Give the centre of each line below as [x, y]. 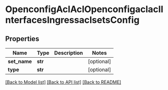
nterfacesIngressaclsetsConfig [72, 20]
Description [69, 53]
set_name [20, 61]
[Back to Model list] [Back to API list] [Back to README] [63, 82]
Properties [22, 39]
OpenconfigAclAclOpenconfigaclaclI [84, 9]
